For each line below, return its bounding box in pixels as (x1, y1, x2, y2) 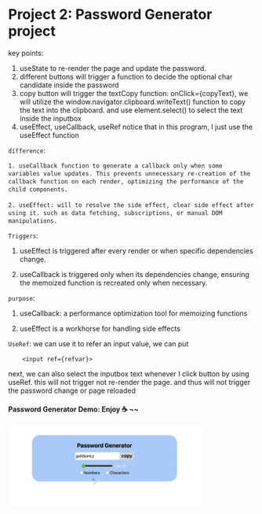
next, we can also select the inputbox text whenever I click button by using (8, 368, 249, 379)
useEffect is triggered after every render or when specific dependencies (19, 246, 253, 255)
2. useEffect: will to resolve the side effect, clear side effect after (8, 201, 255, 209)
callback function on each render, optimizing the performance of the (8, 177, 244, 186)
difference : (8, 146, 45, 155)
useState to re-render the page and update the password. (19, 63, 206, 72)
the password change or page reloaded (8, 386, 136, 395)
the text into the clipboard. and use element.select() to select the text (19, 105, 243, 115)
